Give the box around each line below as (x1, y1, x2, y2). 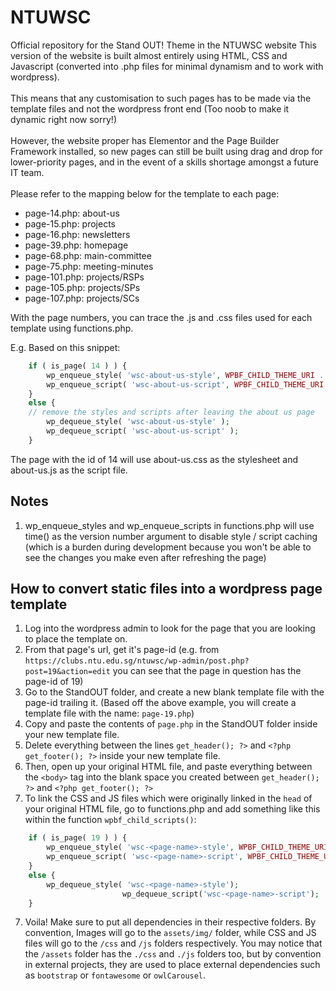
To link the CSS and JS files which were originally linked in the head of (24, 792, 313, 805)
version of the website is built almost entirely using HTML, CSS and (10, 49, 288, 61)
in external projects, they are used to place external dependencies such (24, 959, 321, 971)
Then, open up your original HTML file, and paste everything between (24, 761, 313, 773)
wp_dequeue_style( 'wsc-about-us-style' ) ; (46, 417, 230, 427)
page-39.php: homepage (24, 239, 129, 251)
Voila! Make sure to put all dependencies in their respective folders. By (24, 916, 317, 928)
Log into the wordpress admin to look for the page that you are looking (24, 622, 316, 635)
